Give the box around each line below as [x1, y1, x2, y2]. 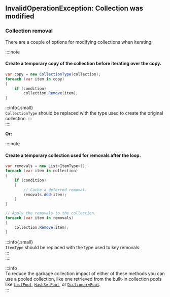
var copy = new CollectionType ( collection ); [5, 71, 101, 77]
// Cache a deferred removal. [23, 187, 87, 193]
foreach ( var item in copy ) [5, 76, 65, 82]
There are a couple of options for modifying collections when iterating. [5, 39, 153, 45]
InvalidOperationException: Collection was [5, 4, 144, 13]
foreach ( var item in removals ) [5, 215, 74, 221]
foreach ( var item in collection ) [5, 168, 79, 174]
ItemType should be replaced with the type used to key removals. [5, 244, 141, 250]
